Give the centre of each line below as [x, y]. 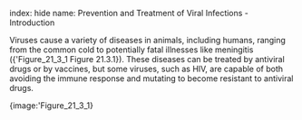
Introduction [32, 23]
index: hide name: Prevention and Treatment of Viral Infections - [129, 13]
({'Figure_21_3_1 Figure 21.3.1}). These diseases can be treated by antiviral [147, 59]
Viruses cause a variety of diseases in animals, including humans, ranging [147, 40]
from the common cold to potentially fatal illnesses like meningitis [132, 50]
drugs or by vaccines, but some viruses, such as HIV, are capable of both [146, 69]
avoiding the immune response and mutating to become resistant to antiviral [151, 78]
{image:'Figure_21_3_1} [51, 106]
